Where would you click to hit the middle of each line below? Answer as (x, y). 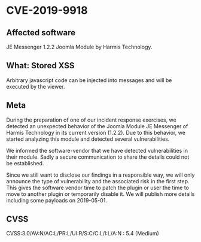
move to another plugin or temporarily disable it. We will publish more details (100, 194)
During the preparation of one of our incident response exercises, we (91, 120)
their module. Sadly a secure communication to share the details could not (98, 157)
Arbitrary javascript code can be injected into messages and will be (89, 80)
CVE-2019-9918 (47, 10)
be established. (25, 163)
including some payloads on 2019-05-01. (57, 200)
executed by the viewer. (36, 86)
